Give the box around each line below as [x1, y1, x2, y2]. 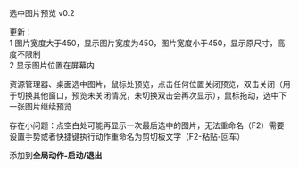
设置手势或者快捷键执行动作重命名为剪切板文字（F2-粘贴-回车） [9, 132, 245, 141]
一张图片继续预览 [9, 101, 72, 111]
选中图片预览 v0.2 [9, 8, 75, 18]
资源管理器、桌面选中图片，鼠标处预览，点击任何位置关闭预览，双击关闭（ [9, 79, 283, 89]
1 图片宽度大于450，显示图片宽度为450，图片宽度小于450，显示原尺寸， [9, 38, 278, 48]
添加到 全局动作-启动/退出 [9, 150, 103, 160]
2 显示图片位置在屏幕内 [9, 60, 96, 70]
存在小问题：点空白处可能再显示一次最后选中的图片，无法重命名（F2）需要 [9, 120, 285, 131]
